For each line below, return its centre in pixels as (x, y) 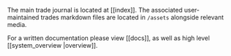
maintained (23, 17)
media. (17, 25)
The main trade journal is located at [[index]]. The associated (95, 10)
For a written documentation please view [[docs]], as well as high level (109, 38)
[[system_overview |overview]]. (52, 45)
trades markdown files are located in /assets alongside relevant (132, 17)
